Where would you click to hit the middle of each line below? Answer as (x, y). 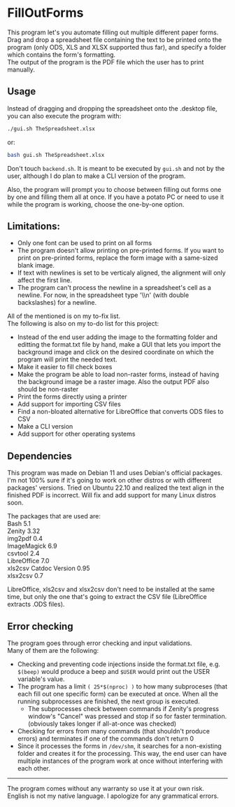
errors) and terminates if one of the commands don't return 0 (106, 738)
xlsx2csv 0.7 (26, 576)
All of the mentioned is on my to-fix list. (64, 316)
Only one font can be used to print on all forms (85, 243)
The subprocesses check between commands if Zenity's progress (123, 708)
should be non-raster (48, 389)
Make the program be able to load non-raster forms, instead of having (118, 374)
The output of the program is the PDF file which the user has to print (106, 62)
